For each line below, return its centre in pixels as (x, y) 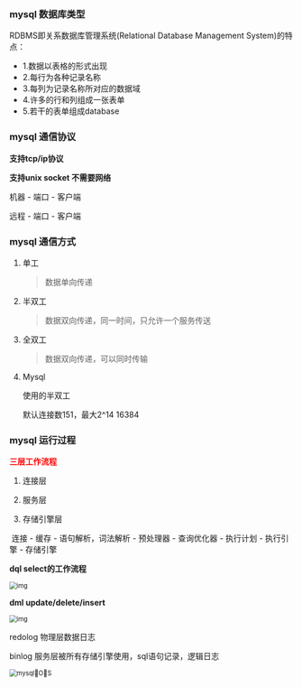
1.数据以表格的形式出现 (65, 66)
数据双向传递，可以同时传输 (96, 358)
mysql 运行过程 (43, 440)
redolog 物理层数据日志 (53, 637)
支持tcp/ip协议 (37, 158)
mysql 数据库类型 (47, 14)
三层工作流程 (33, 461)
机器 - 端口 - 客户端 (45, 197)
